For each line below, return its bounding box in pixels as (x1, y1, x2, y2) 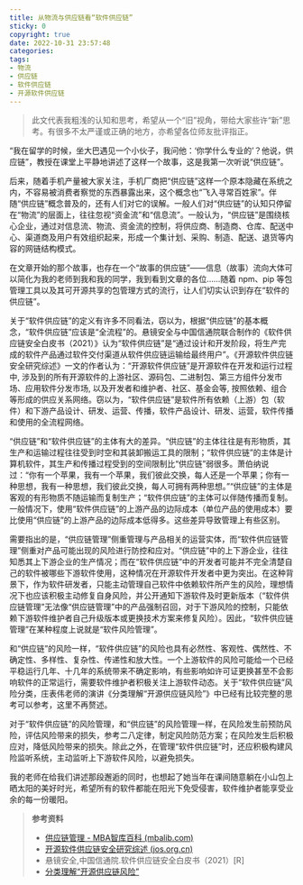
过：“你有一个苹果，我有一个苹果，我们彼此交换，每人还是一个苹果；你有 (9, 470, 282, 480)
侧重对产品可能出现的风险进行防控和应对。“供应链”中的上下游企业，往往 (21, 544, 289, 555)
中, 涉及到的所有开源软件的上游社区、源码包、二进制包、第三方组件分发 (9, 371, 275, 382)
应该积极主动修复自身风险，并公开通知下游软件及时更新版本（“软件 (32, 589, 282, 600)
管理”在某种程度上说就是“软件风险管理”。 (9, 624, 162, 634)
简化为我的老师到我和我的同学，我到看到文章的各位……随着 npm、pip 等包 (16, 273, 293, 284)
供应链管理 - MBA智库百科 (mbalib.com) (44, 832, 194, 843)
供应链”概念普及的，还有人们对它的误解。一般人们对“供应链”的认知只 (21, 197, 277, 208)
